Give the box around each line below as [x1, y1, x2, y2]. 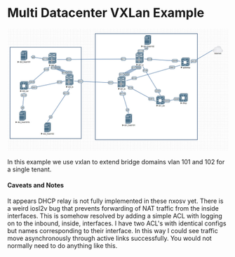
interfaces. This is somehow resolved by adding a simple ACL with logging [7, 211, 222, 220]
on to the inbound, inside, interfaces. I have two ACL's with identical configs [7, 219, 227, 228]
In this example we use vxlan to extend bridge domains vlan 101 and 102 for [7, 157, 225, 166]
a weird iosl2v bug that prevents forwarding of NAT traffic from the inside [7, 204, 219, 212]
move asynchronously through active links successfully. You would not [7, 234, 212, 242]
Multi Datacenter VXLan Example [7, 5, 205, 21]
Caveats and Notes [7, 181, 65, 190]
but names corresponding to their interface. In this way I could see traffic [7, 226, 219, 235]
